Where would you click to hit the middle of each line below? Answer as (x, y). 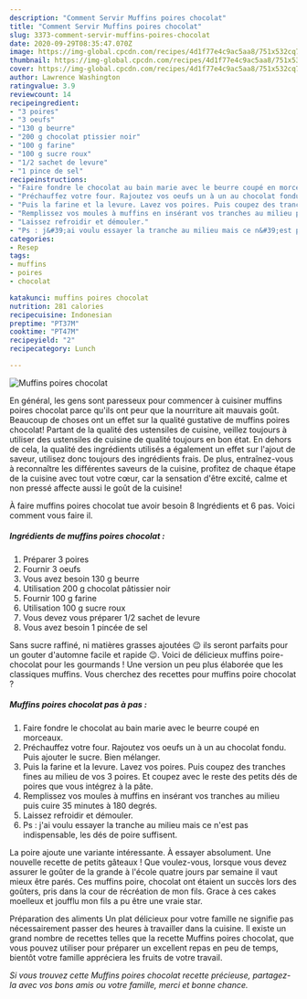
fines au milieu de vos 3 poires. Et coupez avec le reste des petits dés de (160, 776)
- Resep (24, 248)
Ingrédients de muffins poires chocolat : (87, 537)
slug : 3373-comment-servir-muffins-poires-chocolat (110, 35)
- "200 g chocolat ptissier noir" (75, 137)
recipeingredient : (44, 103)
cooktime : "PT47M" (44, 332)
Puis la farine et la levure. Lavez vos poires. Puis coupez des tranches (154, 766)
